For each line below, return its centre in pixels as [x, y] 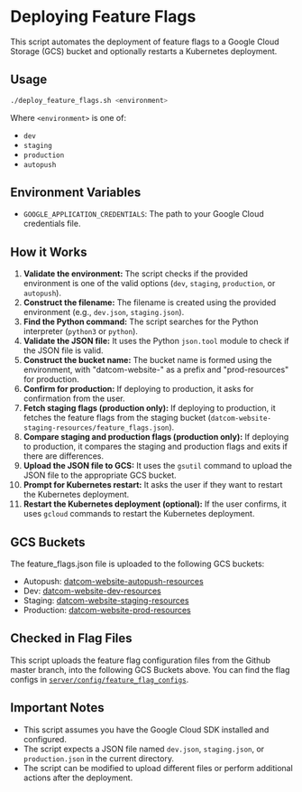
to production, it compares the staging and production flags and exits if [155, 447]
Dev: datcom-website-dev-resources [92, 591]
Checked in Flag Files [72, 638]
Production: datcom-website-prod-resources [107, 610]
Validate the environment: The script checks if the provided [136, 274]
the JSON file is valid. [63, 350]
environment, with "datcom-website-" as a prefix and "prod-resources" [156, 370]
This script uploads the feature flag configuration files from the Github [141, 660]
